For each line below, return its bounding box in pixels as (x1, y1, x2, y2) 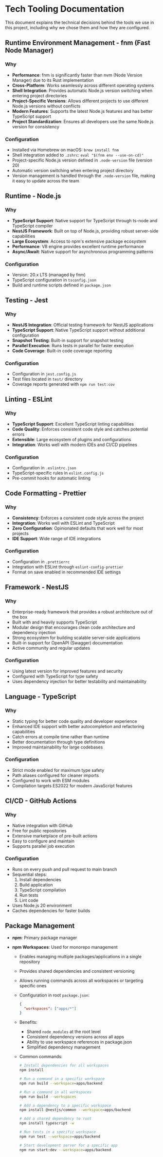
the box (12, 614, 28, 620)
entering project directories (12, 92, 67, 98)
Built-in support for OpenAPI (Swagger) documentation (12, 640, 123, 645)
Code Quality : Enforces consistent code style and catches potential (12, 426, 148, 432)
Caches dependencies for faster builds (12, 908, 91, 913)
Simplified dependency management (26, 1044, 101, 1050)
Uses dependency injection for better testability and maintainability (12, 678, 147, 684)
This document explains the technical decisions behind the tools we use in (5, 19, 154, 25)
